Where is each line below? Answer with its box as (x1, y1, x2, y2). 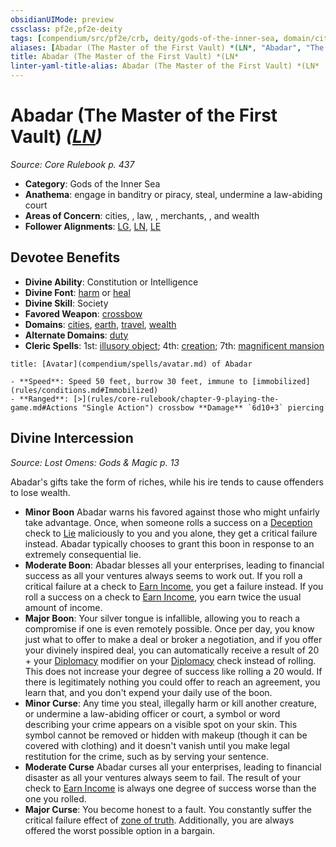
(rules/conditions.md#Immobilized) (10, 385, 159, 395)
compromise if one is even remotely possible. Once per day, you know (24, 622, 315, 635)
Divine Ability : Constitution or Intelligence (24, 276, 199, 288)
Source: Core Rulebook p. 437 (10, 158, 135, 170)
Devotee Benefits (10, 249, 121, 266)
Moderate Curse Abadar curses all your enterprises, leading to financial (24, 761, 322, 773)
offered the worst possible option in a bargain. (24, 824, 216, 836)
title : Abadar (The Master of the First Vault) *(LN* (10, 52, 240, 62)
